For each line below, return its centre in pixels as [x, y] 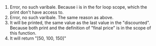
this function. [23, 33]
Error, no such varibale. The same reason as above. [62, 17]
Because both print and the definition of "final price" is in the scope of [80, 28]
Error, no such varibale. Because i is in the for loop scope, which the [78, 7]
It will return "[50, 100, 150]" [38, 38]
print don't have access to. [37, 12]
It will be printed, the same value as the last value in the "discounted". [80, 23]
